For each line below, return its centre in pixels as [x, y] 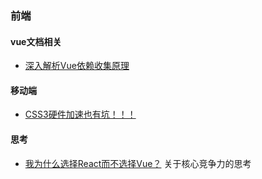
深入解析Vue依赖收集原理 [77, 66]
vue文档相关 [36, 41]
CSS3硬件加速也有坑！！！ [80, 114]
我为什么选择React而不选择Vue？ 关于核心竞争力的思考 [138, 163]
